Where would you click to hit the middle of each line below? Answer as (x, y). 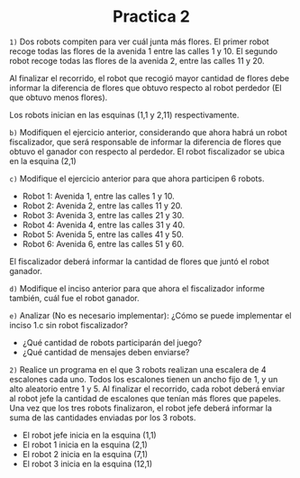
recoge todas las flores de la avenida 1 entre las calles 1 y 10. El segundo (143, 51)
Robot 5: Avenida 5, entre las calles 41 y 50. (103, 234)
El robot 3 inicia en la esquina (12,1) (87, 464)
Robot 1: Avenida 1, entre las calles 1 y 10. (98, 196)
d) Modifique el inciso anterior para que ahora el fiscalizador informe (137, 288)
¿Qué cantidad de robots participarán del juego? (112, 342)
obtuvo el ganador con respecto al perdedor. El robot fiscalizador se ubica (147, 152)
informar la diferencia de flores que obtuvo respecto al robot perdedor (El (145, 87)
